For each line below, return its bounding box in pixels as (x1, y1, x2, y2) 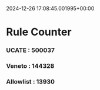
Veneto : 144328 (6, 62, 55, 70)
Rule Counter (6, 26, 72, 39)
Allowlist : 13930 (6, 77, 55, 85)
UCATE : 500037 (6, 46, 55, 54)
